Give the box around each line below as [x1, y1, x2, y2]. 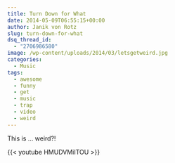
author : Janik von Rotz [7, 23, 77, 30]
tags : [7, 69, 23, 76]
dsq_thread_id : [7, 37, 52, 44]
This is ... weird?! [7, 134, 56, 143]
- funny [13, 82, 37, 89]
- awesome [13, 75, 42, 83]
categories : [7, 56, 42, 63]
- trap [13, 102, 33, 109]
